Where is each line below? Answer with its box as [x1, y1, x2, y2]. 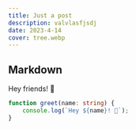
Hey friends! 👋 [8, 84, 55, 93]
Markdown [8, 63, 63, 76]
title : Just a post [8, 11, 73, 20]
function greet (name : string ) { [8, 100, 115, 108]
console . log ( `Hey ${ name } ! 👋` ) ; [22, 106, 129, 115]
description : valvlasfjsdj [8, 19, 97, 27]
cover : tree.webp [8, 33, 66, 42]
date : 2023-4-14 [8, 26, 62, 34]
